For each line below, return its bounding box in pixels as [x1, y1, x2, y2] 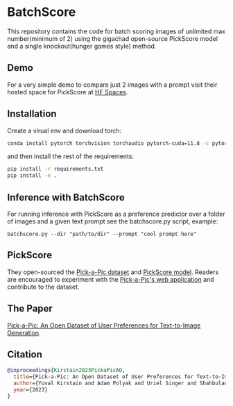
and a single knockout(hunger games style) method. [7, 42, 157, 50]
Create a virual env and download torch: [7, 126, 122, 135]
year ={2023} [13, 387, 49, 394]
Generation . [7, 328, 41, 337]
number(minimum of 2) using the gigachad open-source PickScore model [7, 34, 218, 42]
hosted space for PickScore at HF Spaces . [7, 87, 128, 96]
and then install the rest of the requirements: [7, 152, 134, 160]
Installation [7, 108, 57, 120]
